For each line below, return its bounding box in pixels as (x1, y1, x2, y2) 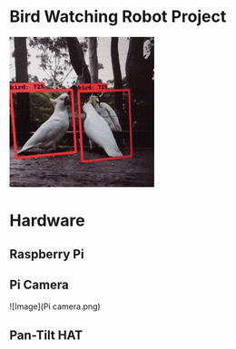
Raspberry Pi (9, 247, 84, 262)
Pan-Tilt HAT (9, 327, 84, 343)
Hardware (9, 210, 85, 231)
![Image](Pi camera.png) (9, 301, 102, 312)
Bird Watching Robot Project (9, 6, 227, 27)
